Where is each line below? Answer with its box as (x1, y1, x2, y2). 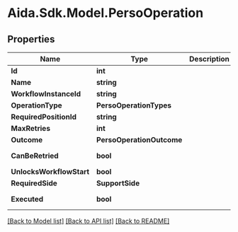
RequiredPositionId (11, 112, 76, 122)
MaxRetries (11, 124, 51, 133)
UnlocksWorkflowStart (11, 167, 90, 176)
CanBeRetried (11, 151, 59, 161)
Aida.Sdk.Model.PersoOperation (7, 5, 204, 21)
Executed (11, 195, 44, 204)
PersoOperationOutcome (96, 135, 183, 144)
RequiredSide (11, 178, 58, 188)
